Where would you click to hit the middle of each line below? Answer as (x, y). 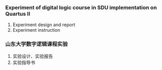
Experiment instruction (36, 30)
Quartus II (18, 14)
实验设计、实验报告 (33, 56)
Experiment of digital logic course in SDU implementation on (81, 8)
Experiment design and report (44, 25)
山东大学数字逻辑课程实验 (37, 44)
